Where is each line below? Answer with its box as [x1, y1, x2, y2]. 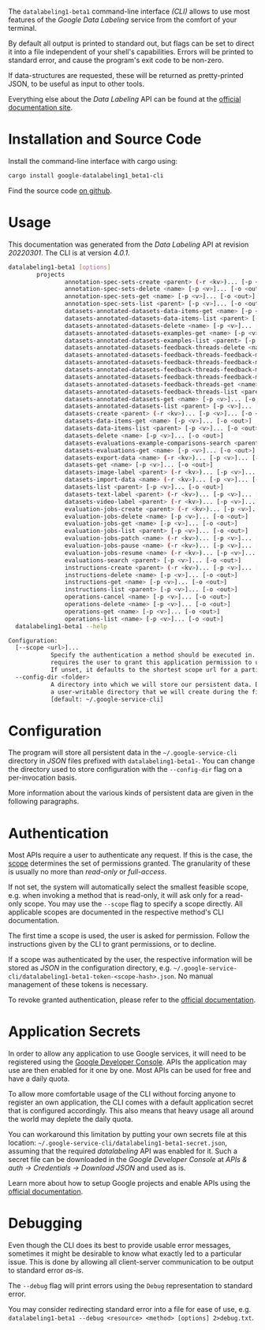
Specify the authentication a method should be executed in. [50, 651, 256, 659]
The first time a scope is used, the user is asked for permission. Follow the [8, 931, 250, 941]
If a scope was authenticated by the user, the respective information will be [8, 955, 252, 964]
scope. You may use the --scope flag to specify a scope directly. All [23, 899, 243, 909]
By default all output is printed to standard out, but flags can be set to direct [8, 39, 255, 48]
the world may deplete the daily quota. [8, 1115, 133, 1124]
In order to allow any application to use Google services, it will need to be [8, 1049, 247, 1059]
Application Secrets [8, 1023, 141, 1041]
